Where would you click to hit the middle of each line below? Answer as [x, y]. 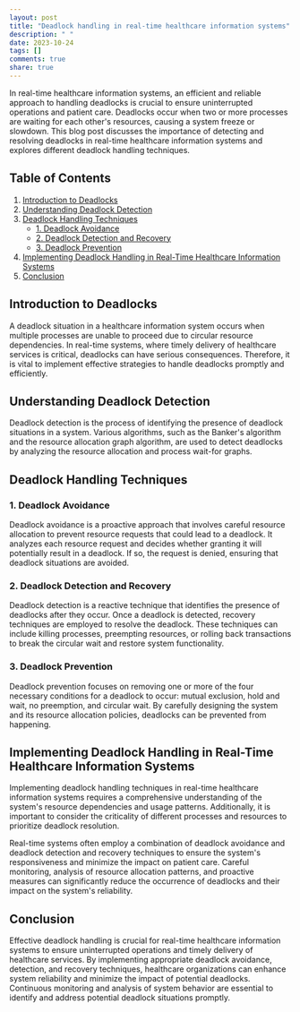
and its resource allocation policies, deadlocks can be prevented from [138, 715]
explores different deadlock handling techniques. [100, 150]
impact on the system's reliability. [71, 891]
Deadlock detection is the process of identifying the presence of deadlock [146, 423]
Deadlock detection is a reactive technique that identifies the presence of [145, 605]
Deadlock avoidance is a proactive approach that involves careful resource [147, 524]
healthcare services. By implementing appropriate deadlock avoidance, [141, 960]
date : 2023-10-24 [42, 43]
